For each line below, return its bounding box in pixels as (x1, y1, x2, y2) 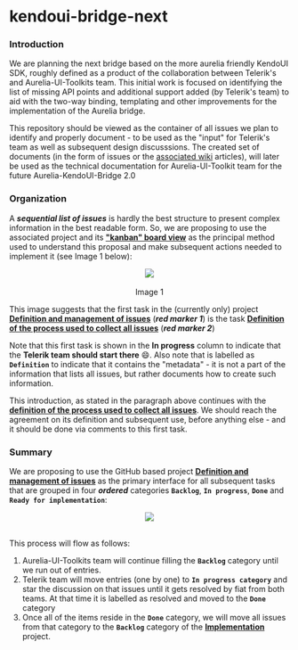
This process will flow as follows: (9, 538, 131, 549)
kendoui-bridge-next (9, 6, 168, 27)
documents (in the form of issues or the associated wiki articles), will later (9, 152, 280, 162)
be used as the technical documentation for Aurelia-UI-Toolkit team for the (9, 160, 283, 171)
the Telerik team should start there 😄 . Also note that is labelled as (9, 350, 255, 360)
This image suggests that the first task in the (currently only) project (9, 303, 259, 314)
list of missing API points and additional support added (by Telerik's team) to (9, 86, 289, 97)
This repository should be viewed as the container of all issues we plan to (9, 123, 278, 134)
